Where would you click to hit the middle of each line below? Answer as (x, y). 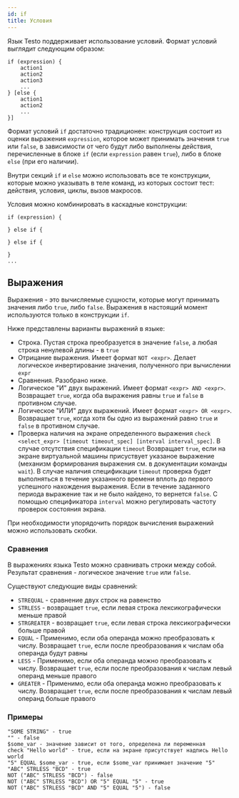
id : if (17, 14)
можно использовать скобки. (52, 531)
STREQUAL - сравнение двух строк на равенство (90, 600)
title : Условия (30, 21)
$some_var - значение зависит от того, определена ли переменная (106, 744)
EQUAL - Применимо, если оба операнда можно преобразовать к (116, 638)
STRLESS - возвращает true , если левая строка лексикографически (119, 608)
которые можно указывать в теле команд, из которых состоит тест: (111, 183)
